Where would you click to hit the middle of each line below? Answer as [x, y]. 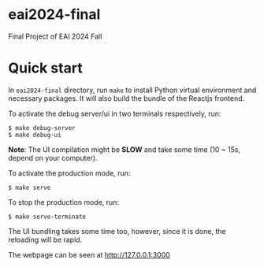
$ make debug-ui [35, 135]
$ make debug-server [42, 128]
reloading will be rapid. [45, 239]
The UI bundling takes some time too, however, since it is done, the [117, 231]
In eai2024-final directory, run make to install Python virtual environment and [132, 90]
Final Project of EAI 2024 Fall [55, 36]
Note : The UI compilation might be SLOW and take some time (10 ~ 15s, [125, 149]
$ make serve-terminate [47, 217]
